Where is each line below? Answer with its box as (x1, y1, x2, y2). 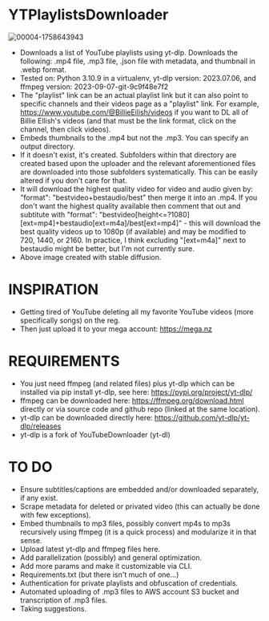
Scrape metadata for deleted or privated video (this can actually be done (19, 501, 260, 511)
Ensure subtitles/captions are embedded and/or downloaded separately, (19, 484, 259, 494)
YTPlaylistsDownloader (8, 6, 169, 24)
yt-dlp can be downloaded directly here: (19, 412, 154, 422)
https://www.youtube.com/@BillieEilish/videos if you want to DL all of (19, 107, 249, 117)
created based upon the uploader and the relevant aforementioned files (19, 158, 256, 168)
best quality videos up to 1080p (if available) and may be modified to (19, 226, 247, 236)
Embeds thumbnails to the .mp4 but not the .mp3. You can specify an (19, 132, 249, 142)
